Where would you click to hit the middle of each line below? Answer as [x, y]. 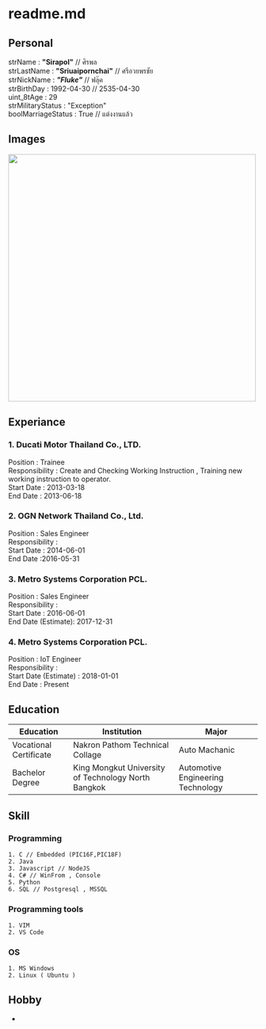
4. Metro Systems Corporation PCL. [78, 642]
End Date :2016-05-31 [44, 558]
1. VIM [19, 926]
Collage [87, 755]
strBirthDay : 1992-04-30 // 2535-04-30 [74, 89]
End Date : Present [39, 685]
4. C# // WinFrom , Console [55, 875]
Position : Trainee [36, 462]
